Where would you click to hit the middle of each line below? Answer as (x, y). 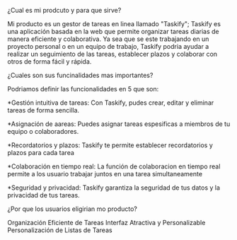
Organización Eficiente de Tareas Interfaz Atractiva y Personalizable (106, 223)
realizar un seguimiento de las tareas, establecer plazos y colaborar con (112, 54)
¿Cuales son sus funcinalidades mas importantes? (80, 75)
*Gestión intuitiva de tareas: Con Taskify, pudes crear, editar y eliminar (111, 103)
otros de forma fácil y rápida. (50, 62)
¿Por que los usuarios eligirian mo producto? (73, 209)
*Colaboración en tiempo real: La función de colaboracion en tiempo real (114, 166)
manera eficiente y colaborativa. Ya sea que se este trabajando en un (108, 39)
